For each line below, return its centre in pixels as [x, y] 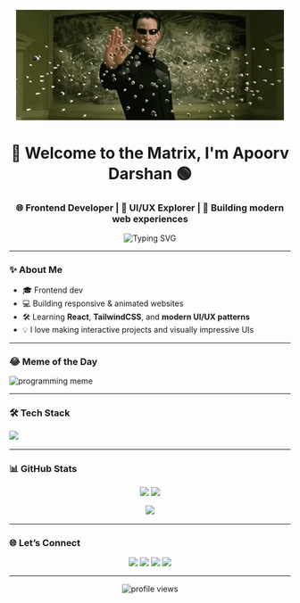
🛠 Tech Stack [40, 413]
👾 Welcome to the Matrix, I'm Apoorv [150, 153]
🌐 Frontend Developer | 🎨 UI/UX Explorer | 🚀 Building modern [150, 208]
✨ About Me [36, 270]
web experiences [150, 219]
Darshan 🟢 [150, 174]
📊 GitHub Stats [43, 469]
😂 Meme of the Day [54, 361]
